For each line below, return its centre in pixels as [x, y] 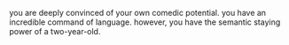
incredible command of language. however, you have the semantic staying [145, 22]
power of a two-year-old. [55, 31]
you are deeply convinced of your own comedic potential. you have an [138, 13]
